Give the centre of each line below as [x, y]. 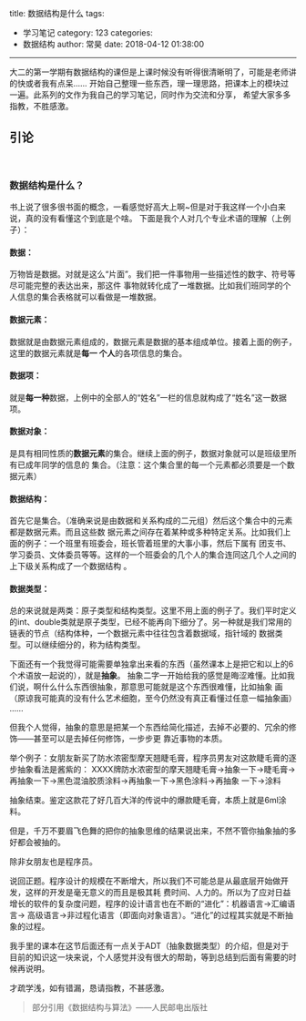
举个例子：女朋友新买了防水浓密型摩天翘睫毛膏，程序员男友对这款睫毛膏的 [149, 758]
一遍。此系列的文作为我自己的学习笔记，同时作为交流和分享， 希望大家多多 [150, 95]
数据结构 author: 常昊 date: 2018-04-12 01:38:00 [113, 44]
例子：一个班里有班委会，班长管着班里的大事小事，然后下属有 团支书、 [158, 544]
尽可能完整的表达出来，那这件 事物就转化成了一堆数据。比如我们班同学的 [146, 286]
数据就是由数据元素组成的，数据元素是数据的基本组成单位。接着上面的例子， [153, 342]
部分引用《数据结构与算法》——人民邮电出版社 [119, 1007]
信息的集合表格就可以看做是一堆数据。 [89, 297]
